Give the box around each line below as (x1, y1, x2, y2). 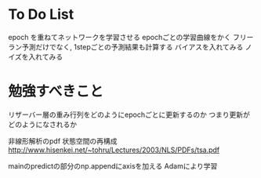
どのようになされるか (8, 119, 77, 129)
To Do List (8, 5, 74, 24)
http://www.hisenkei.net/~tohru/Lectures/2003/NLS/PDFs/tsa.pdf (8, 145, 220, 154)
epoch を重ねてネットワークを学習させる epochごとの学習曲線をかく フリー (8, 32, 254, 42)
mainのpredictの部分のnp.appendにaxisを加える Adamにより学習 (8, 161, 218, 170)
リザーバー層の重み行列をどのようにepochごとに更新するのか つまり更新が (8, 110, 251, 119)
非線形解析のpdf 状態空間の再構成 (8, 136, 118, 146)
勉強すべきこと (8, 82, 104, 100)
